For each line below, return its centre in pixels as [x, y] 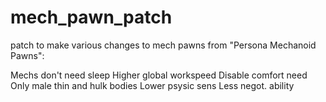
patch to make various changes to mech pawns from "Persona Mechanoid [163, 45]
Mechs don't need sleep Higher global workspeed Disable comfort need [159, 75]
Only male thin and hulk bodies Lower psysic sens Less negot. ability [152, 85]
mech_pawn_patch [91, 17]
